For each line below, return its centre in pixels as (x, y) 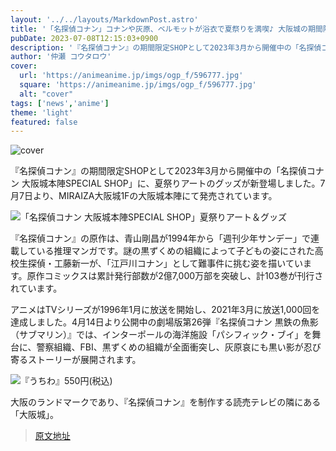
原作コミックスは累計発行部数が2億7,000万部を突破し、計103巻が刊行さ (175, 276)
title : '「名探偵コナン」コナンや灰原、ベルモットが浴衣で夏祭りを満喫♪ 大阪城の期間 (166, 29)
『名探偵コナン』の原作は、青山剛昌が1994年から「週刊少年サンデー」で (161, 238)
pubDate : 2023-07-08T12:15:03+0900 (84, 38)
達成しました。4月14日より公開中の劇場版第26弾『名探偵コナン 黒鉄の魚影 (164, 322)
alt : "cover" (46, 94)
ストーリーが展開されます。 (84, 360)
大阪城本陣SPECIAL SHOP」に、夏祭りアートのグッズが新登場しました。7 (173, 183)
